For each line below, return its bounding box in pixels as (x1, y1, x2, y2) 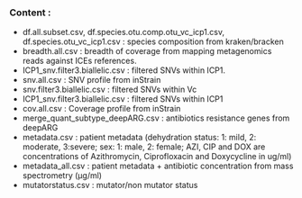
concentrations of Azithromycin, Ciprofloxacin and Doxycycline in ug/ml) (22, 151, 292, 162)
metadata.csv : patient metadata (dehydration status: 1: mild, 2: (22, 132, 257, 143)
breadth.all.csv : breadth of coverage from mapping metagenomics (22, 46, 272, 57)
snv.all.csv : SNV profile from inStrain (22, 75, 161, 85)
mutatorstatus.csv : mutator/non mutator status (22, 180, 198, 191)
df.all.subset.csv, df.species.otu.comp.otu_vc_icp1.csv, (22, 27, 225, 38)
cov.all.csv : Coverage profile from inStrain (22, 103, 181, 114)
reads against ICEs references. (22, 56, 137, 67)
